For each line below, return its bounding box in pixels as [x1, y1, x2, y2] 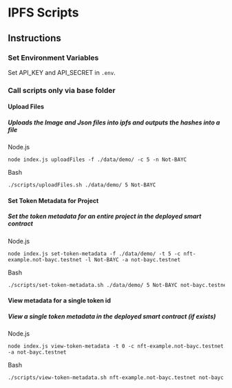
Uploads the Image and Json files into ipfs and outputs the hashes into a [8, 118, 220, 127]
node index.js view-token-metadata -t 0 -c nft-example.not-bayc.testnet [8, 343, 224, 350]
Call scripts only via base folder [8, 85, 116, 95]
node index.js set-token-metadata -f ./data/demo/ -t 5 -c [8, 250, 181, 257]
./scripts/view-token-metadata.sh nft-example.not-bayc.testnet [8, 374, 196, 381]
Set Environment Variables [8, 53, 99, 63]
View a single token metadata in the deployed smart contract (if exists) [8, 312, 216, 321]
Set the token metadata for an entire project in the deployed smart [8, 212, 202, 221]
